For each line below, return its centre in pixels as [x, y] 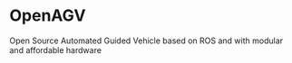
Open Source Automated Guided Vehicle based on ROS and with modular [146, 40]
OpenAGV [48, 16]
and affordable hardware [56, 49]
